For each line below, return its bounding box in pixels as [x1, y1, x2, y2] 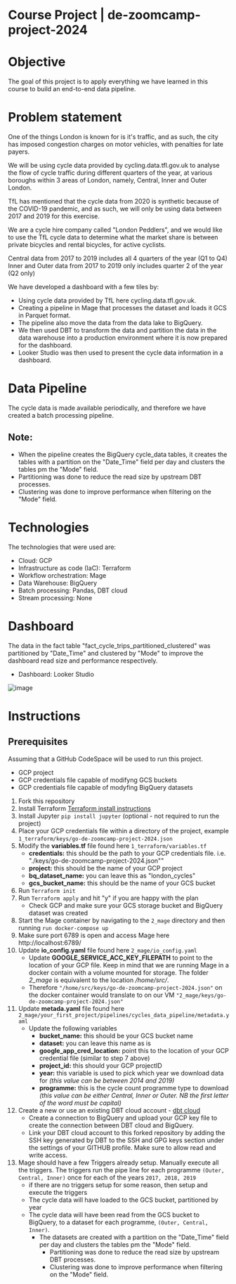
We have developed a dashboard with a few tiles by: [8, 283, 159, 291]
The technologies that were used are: [8, 543, 117, 551]
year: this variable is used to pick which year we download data [39, 1068, 224, 1077]
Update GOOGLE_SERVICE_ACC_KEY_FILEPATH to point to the [28, 953, 213, 962]
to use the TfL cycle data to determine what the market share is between [8, 233, 218, 241]
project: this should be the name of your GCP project [28, 863, 183, 872]
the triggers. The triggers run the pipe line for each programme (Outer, [18, 1165, 225, 1174]
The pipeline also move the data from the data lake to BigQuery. [18, 319, 203, 327]
